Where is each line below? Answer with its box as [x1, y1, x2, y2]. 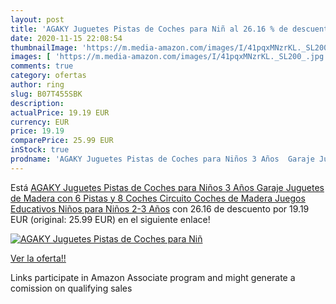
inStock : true [10, 145, 70, 155]
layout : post [10, 14, 65, 25]
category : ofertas [10, 71, 87, 81]
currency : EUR [10, 117, 70, 127]
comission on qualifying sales [10, 282, 133, 294]
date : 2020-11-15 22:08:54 [10, 33, 123, 43]
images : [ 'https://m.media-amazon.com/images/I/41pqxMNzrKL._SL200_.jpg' [10, 52, 329, 62]
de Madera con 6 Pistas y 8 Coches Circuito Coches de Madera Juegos [10, 192, 306, 204]
